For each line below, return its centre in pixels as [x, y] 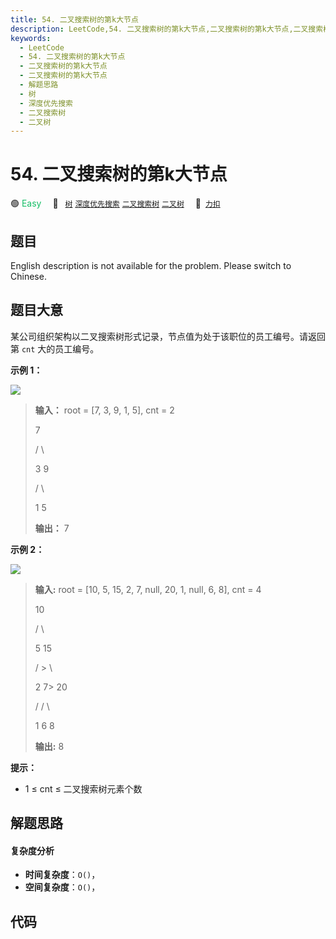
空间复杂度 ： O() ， [62, 887]
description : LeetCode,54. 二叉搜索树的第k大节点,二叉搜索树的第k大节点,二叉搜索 [167, 29]
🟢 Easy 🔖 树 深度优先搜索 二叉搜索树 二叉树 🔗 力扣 [115, 203]
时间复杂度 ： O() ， [62, 875]
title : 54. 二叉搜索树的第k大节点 [74, 19]
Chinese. [28, 276]
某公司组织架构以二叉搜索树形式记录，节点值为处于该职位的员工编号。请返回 [168, 336]
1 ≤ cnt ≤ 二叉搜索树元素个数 [83, 788]
